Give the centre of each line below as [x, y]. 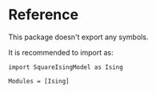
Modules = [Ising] [39, 81]
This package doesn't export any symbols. [78, 37]
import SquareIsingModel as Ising [66, 67]
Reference [43, 15]
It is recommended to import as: [61, 52]
